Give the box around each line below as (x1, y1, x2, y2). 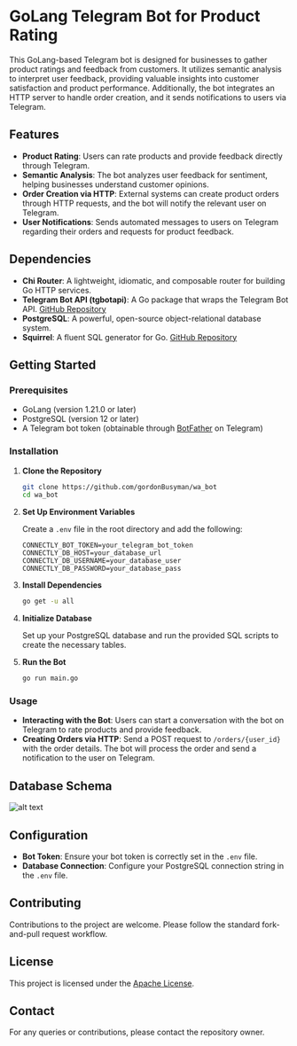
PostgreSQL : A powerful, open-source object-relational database (21, 313, 262, 324)
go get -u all (21, 597, 74, 606)
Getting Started (9, 357, 97, 372)
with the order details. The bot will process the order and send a (21, 743, 257, 754)
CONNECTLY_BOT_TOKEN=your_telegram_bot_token (21, 541, 193, 550)
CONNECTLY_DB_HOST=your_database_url (21, 549, 162, 558)
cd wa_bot (21, 490, 59, 500)
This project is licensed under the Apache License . (9, 978, 195, 988)
